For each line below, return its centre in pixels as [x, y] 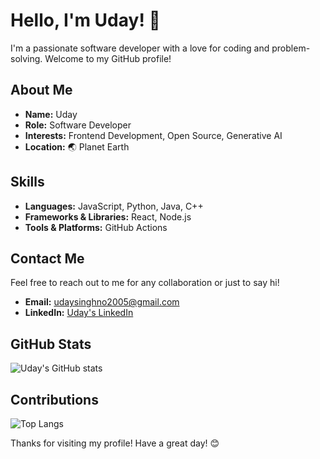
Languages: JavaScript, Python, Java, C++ [114, 206]
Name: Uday [51, 114]
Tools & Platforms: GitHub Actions [96, 227]
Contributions [54, 399]
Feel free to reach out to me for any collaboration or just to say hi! [145, 283]
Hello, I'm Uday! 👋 [85, 20]
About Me [41, 90]
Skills [27, 182]
